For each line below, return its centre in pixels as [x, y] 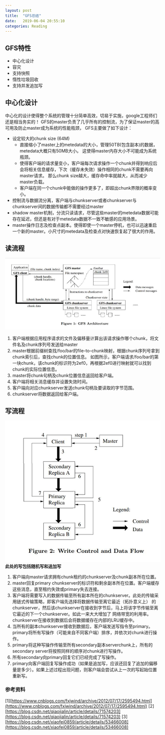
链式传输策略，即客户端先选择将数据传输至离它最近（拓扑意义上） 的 [86, 601]
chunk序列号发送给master [51, 344]
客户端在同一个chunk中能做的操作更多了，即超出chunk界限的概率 [86, 188]
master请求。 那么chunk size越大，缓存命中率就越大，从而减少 [83, 175]
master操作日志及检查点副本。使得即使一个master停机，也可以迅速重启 [84, 225]
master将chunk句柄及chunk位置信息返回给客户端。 [64, 375]
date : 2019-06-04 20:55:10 [35, 21]
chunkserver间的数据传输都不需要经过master [58, 206]
